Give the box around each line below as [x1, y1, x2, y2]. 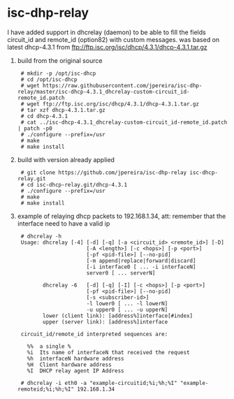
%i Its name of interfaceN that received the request [27, 349, 190, 356]
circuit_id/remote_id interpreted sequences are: [20, 331, 168, 338]
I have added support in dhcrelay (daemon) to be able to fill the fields [7, 28, 206, 36]
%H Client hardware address [27, 361, 112, 368]
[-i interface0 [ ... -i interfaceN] [86, 263, 196, 270]
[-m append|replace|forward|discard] [86, 257, 196, 264]
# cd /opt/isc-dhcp [20, 75, 78, 83]
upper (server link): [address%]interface [43, 318, 168, 326]
